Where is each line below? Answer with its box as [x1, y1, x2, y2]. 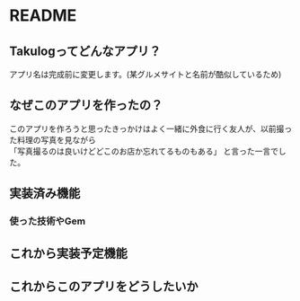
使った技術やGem [9, 215, 86, 227]
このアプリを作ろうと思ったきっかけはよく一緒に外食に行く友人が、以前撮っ [9, 123, 293, 134]
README [9, 5, 77, 26]
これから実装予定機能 [9, 245, 128, 261]
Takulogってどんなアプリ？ [9, 43, 162, 58]
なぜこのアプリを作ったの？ [9, 98, 163, 113]
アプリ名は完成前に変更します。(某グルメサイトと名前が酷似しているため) [9, 69, 282, 79]
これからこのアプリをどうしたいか [9, 279, 199, 294]
